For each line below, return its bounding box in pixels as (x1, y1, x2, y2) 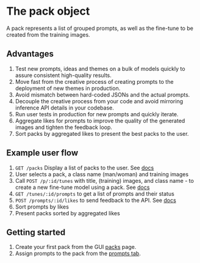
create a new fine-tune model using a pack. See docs (15, 183, 150, 191)
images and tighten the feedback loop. (15, 124, 113, 131)
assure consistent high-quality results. (15, 72, 112, 79)
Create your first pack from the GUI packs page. (15, 243, 137, 251)
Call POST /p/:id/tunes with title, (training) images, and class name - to (15, 177, 194, 184)
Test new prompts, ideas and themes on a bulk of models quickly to (15, 65, 185, 72)
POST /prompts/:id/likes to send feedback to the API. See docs (15, 196, 177, 204)
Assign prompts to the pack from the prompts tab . (15, 250, 141, 257)
